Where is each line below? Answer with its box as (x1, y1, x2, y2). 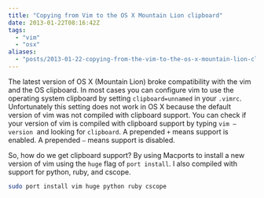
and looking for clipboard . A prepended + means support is (36, 126, 229, 136)
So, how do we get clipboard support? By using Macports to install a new (8, 150, 245, 159)
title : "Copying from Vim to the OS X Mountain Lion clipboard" (8, 11, 223, 20)
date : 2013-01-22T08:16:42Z (8, 19, 101, 27)
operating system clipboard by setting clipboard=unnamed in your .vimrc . (8, 93, 242, 103)
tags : (8, 26, 26, 34)
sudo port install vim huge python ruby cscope (8, 182, 167, 190)
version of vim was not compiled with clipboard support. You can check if (8, 110, 247, 119)
